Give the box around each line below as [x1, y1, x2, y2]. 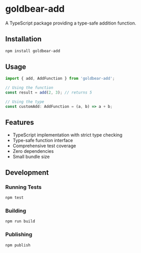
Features [5, 118, 34, 127]
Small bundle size [12, 153, 50, 159]
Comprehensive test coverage [12, 143, 76, 149]
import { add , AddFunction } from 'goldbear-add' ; [5, 76, 115, 81]
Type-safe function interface [12, 137, 73, 143]
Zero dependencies [12, 148, 54, 154]
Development [5, 168, 49, 177]
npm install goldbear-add [5, 48, 60, 54]
